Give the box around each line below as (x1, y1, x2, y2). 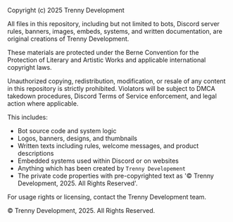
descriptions (17, 149, 54, 157)
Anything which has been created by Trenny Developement (17, 164, 186, 172)
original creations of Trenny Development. (7, 35, 130, 43)
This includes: (7, 113, 48, 121)
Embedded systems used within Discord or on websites (17, 156, 180, 165)
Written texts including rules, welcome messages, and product (17, 142, 199, 150)
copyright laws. (7, 63, 52, 71)
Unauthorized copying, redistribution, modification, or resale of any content (7, 77, 226, 85)
